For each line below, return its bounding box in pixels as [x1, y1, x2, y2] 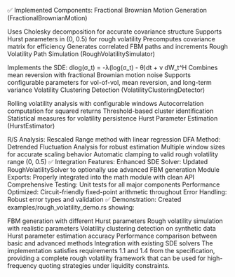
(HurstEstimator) [7, 122, 55, 130]
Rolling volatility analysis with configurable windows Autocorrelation [7, 100, 204, 107]
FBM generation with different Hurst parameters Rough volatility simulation [7, 217, 223, 225]
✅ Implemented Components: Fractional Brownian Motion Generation [7, 6, 207, 14]
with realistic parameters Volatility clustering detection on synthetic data [7, 224, 216, 232]
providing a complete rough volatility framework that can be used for [7, 254, 206, 262]
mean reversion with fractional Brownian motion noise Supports [7, 71, 192, 79]
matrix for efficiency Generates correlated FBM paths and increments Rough [7, 42, 228, 50]
